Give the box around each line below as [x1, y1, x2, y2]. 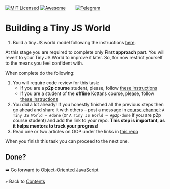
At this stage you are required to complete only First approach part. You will [5, 49, 165, 55]
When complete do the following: [5, 70, 75, 76]
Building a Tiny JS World [5, 23, 111, 34]
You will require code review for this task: [12, 79, 100, 86]
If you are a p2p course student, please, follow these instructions [20, 85, 158, 91]
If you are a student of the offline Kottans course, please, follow [20, 90, 155, 97]
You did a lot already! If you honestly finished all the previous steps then [12, 101, 164, 107]
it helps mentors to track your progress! [12, 122, 99, 129]
